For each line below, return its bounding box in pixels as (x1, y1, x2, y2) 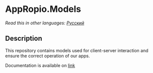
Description (5, 34, 42, 43)
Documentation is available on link (5, 62, 76, 68)
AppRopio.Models (5, 3, 81, 15)
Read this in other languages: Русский (5, 20, 84, 26)
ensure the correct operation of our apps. (5, 53, 90, 59)
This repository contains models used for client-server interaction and (5, 47, 149, 53)
